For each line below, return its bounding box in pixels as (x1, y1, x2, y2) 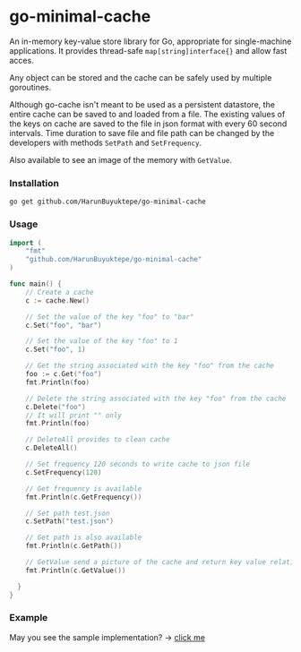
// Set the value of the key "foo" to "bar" (25, 312, 194, 322)
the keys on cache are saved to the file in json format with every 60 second (9, 118, 288, 129)
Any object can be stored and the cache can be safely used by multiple (9, 72, 272, 82)
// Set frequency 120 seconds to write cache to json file (25, 459, 251, 469)
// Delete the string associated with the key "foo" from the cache (25, 394, 287, 403)
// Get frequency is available (25, 484, 142, 493)
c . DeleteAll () (25, 443, 78, 453)
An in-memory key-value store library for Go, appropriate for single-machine (9, 36, 292, 47)
